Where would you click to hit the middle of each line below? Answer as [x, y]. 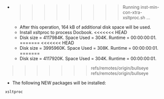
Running [131, 7]
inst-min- [150, 7]
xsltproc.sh [134, 17]
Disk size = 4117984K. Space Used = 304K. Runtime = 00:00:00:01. [88, 37]
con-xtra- [132, 12]
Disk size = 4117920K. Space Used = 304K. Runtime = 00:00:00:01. [88, 58]
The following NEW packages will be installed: [59, 83]
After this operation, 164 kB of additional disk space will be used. [85, 27]
